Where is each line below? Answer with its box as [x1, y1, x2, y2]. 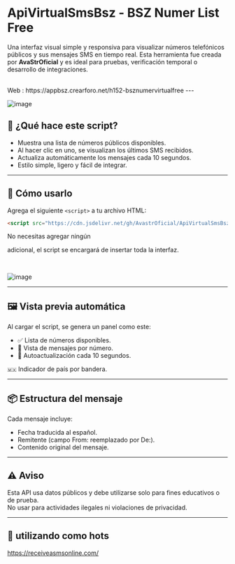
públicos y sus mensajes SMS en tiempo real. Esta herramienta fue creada [7, 50, 222, 59]
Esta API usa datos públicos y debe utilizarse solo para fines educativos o [7, 488, 220, 497]
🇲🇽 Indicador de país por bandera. [7, 365, 108, 373]
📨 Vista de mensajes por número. [17, 344, 113, 352]
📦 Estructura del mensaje [7, 393, 123, 405]
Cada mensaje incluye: [7, 414, 73, 424]
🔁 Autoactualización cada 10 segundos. [17, 352, 131, 360]
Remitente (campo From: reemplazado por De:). [17, 435, 155, 444]
